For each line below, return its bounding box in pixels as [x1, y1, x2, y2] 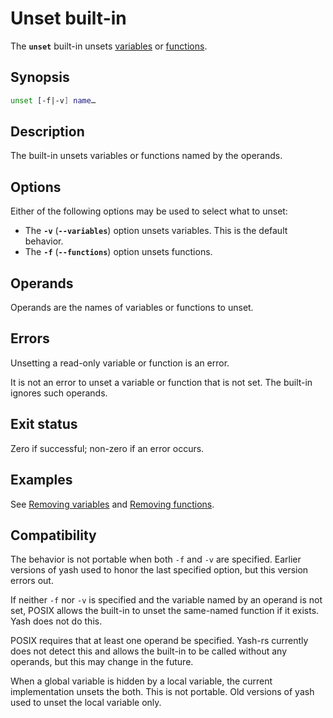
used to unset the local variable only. [10, 697, 162, 709]
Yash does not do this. [10, 615, 103, 627]
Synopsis [10, 69, 70, 86]
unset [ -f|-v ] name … [10, 95, 97, 106]
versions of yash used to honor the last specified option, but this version [10, 564, 309, 576]
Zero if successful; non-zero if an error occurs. [10, 442, 205, 454]
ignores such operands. [10, 387, 108, 399]
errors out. [10, 575, 54, 587]
